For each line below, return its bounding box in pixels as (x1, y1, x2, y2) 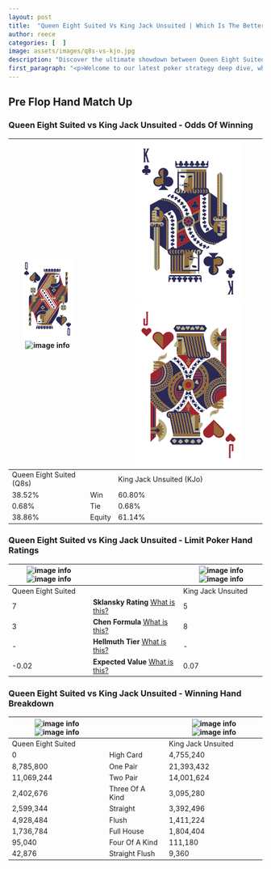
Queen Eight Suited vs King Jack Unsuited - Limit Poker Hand (8, 535, 253, 546)
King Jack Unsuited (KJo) (118, 474, 203, 484)
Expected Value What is (92, 656, 174, 667)
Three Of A (108, 784, 146, 794)
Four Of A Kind (108, 837, 158, 847)
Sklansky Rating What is (92, 597, 176, 607)
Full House (108, 826, 144, 836)
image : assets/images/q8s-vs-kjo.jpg (8, 47, 135, 56)
